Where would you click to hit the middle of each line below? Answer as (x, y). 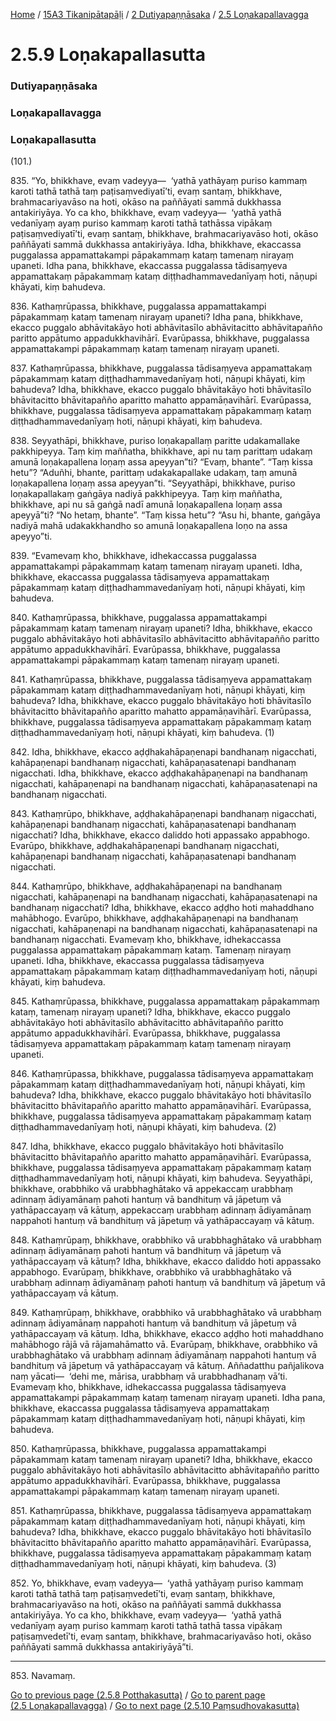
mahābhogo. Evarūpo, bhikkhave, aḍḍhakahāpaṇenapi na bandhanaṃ (154, 918)
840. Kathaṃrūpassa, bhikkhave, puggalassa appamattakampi (139, 618)
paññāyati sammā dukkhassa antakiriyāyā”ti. (102, 1647)
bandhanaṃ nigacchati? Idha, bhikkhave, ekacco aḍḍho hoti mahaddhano (162, 908)
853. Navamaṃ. (43, 1676)
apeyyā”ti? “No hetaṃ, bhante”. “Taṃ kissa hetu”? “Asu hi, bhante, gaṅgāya (165, 515)
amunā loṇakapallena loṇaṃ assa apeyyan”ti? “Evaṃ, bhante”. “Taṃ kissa (161, 462)
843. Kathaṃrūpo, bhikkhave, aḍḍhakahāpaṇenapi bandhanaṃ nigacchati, (164, 814)
